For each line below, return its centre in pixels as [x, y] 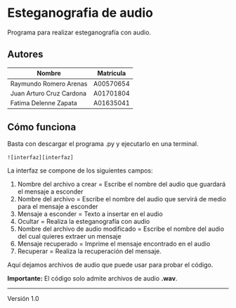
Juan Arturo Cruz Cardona [48, 93]
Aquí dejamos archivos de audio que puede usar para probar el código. [110, 265]
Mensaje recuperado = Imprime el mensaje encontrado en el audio [114, 244]
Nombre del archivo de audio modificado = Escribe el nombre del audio [121, 229]
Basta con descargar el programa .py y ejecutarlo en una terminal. [103, 144]
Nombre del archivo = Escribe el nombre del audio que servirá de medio [122, 199]
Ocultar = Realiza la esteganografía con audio [84, 222]
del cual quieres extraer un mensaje [69, 236]
